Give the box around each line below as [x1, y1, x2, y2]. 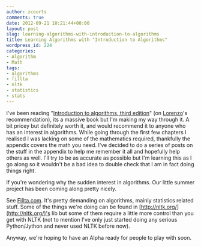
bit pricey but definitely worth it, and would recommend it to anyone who [6, 122, 186, 130]
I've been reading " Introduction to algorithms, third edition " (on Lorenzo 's [6, 109, 188, 116]
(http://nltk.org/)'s [6, 209, 51, 217]
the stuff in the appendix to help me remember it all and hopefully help [6, 148, 180, 155]
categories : [6, 48, 36, 54]
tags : [6, 64, 20, 71]
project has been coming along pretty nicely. [6, 185, 117, 192]
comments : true [6, 14, 44, 20]
